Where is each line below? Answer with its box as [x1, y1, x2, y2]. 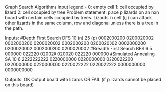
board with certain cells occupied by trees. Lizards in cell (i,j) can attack [5, 15, 152, 20]
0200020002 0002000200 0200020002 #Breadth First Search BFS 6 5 [5, 46, 152, 51]
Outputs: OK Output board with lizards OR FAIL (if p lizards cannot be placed [5, 77, 161, 82]
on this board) [5, 82, 34, 88]
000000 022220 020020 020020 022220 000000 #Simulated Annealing [5, 51, 155, 57]
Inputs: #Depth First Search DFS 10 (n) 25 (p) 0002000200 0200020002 [5, 35, 154, 41]
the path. [5, 25, 24, 31]
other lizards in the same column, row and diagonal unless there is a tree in [5, 20, 159, 26]
